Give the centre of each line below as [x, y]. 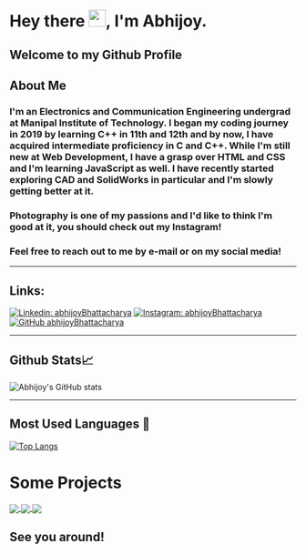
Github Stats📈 [51, 361]
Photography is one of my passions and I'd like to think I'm [141, 216]
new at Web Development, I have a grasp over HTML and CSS [148, 156]
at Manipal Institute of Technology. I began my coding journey [149, 123]
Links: [27, 291]
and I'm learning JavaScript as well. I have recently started [142, 168]
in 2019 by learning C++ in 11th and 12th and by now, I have [142, 134]
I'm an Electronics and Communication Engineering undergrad [150, 111]
